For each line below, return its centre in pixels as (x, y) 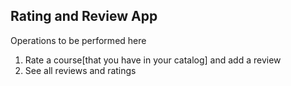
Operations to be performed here (78, 40)
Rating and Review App (84, 16)
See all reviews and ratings (80, 70)
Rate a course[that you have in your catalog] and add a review (153, 60)
